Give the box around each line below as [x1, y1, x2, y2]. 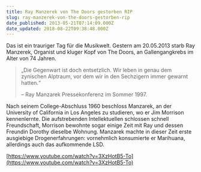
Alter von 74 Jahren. [6, 55, 56, 62]
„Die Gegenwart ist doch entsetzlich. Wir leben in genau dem [20, 67, 172, 74]
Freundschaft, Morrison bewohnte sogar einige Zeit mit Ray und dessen [6, 121, 184, 129]
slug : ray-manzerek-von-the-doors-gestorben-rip [6, 14, 130, 20]
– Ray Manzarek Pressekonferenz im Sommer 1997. [20, 91, 148, 98]
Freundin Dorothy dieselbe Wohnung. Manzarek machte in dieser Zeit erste [6, 128, 192, 135]
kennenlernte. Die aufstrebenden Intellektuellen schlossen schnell [6, 115, 169, 123]
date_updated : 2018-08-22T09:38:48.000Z [6, 25, 109, 32]
